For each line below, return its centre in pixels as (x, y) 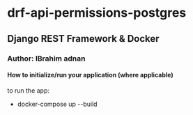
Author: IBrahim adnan (46, 59)
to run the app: (29, 90)
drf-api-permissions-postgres (97, 13)
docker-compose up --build (57, 104)
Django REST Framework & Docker (83, 39)
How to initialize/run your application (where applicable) (90, 75)
